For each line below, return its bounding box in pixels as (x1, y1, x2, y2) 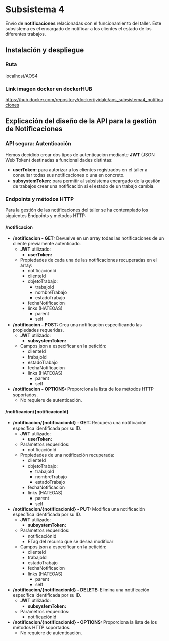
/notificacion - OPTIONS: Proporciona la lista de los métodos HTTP (12, 386, 154, 393)
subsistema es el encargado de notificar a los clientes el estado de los (5, 25, 152, 31)
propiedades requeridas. (12, 327, 64, 333)
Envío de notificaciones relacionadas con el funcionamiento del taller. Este (5, 20, 162, 26)
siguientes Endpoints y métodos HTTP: (5, 212, 87, 219)
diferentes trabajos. (5, 31, 46, 37)
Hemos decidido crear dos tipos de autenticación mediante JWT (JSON (5, 151, 155, 158)
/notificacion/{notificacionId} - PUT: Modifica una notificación (12, 506, 145, 512)
